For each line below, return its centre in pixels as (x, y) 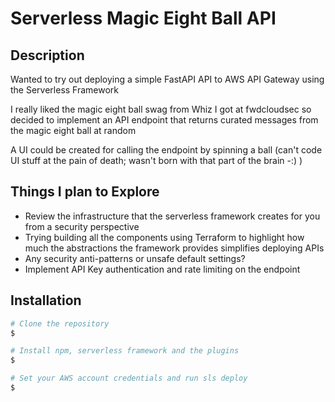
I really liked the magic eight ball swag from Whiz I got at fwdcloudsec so (161, 109)
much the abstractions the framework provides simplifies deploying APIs (174, 248)
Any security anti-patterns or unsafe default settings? (135, 258)
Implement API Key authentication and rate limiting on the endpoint (162, 269)
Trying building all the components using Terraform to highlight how (164, 237)
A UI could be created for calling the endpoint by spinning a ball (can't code (166, 150)
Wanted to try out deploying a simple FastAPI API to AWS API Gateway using (167, 79)
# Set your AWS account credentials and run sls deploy (129, 378)
